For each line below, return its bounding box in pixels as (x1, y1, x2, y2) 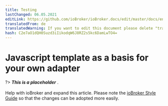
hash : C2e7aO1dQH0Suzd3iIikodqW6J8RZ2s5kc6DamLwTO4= (5, 30, 117, 35)
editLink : (5, 16, 26, 21)
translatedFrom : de (5, 21, 46, 26)
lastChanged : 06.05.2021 (5, 12, 57, 17)
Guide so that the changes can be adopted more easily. (5, 95, 119, 101)
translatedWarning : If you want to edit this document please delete (5, 26, 153, 31)
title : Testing (5, 7, 37, 12)
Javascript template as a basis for (5, 52, 149, 63)
